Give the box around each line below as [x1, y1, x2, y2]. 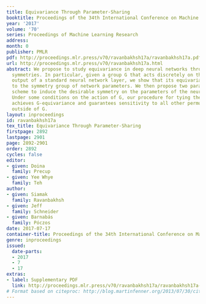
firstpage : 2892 [6, 129, 48, 135]
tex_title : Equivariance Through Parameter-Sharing [6, 123, 141, 129]
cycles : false [6, 151, 43, 158]
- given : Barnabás [6, 214, 53, 221]
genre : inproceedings [6, 237, 62, 243]
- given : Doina [6, 163, 45, 169]
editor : [6, 157, 26, 163]
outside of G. [12, 105, 48, 112]
